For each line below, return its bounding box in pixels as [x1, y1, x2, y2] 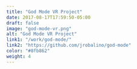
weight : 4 [6, 53, 32, 59]
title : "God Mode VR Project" [6, 8, 83, 15]
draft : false [6, 20, 39, 26]
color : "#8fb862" [6, 48, 50, 54]
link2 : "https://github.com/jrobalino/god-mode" [6, 43, 132, 49]
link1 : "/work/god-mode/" [6, 37, 72, 43]
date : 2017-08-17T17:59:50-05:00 [6, 14, 91, 20]
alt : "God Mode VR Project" [6, 31, 78, 37]
